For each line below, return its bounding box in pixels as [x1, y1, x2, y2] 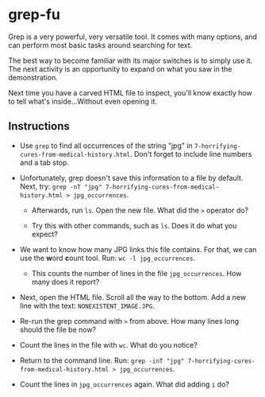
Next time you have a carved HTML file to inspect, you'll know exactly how [8, 88, 252, 97]
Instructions [8, 119, 70, 133]
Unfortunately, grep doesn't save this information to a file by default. [19, 173, 244, 182]
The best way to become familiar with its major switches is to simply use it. [8, 56, 253, 65]
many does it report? [31, 277, 100, 286]
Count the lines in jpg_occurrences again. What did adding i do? [19, 379, 230, 389]
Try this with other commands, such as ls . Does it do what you [31, 220, 237, 230]
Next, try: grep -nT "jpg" [19, 181, 102, 191]
